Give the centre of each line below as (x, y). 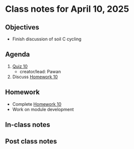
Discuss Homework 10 (35, 77)
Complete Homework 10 (37, 104)
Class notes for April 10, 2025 (67, 9)
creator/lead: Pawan (40, 71)
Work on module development (43, 109)
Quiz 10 (20, 66)
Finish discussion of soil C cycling (47, 39)
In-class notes (28, 125)
